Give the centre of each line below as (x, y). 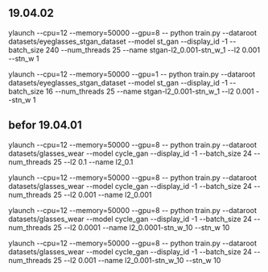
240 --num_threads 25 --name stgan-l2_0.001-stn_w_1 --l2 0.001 (153, 50)
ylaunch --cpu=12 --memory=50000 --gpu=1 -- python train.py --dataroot (132, 74)
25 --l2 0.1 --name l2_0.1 (93, 161)
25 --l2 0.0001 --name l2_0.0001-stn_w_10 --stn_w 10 (142, 227)
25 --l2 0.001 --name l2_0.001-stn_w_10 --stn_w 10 (137, 260)
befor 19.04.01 (45, 126)
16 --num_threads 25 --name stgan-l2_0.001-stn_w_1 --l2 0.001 (150, 91)
